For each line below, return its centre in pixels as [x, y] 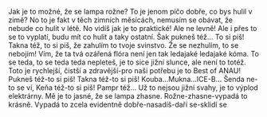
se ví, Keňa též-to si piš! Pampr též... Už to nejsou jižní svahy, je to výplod [137, 88]
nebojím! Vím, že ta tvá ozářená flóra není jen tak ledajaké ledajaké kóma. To [133, 54]
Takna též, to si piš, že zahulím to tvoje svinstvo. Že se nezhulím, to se [124, 45]
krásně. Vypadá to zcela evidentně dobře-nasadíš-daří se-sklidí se [118, 104]
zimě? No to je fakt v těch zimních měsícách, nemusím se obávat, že [121, 20]
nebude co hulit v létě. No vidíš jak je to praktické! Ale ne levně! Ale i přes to [133, 28]
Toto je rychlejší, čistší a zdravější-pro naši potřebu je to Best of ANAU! [125, 70]
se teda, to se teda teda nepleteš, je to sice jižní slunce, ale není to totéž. [128, 62]
